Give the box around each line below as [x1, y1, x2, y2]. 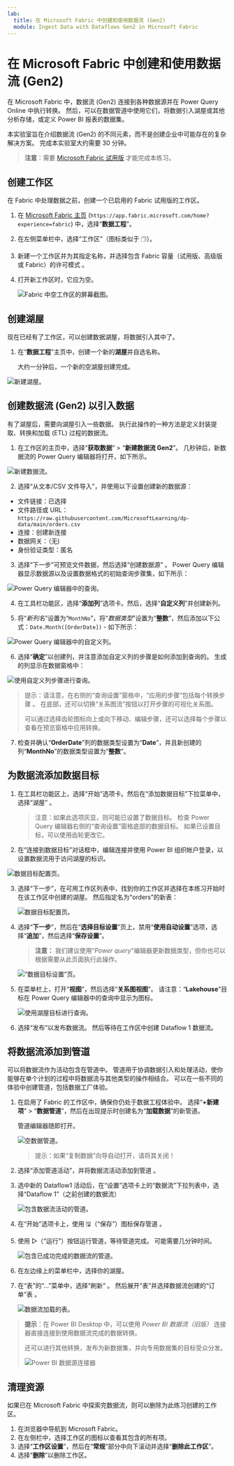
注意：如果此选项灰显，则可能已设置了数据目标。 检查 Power [34, 813, 210, 821]
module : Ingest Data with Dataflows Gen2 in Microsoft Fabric [13, 23, 198, 30]
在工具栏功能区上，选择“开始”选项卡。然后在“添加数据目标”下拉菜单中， [17, 789, 225, 797]
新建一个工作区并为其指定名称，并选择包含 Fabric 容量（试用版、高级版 [17, 252, 223, 260]
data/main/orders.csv [17, 521, 80, 528]
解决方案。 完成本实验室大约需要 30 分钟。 [7, 139, 131, 147]
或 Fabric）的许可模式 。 [17, 261, 89, 269]
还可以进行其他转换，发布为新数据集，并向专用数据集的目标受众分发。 [24, 1343, 227, 1352]
